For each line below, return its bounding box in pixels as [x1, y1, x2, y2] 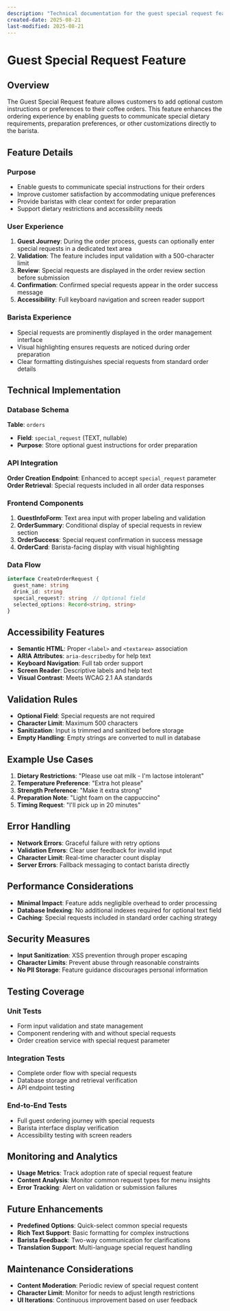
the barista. [7, 127, 40, 135]
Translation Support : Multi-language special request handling [16, 1243, 193, 1251]
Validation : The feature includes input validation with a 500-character [16, 252, 214, 260]
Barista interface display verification [16, 1123, 119, 1131]
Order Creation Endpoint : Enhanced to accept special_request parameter [7, 474, 217, 482]
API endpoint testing [16, 1083, 75, 1092]
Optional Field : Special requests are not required [16, 712, 155, 720]
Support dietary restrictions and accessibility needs [16, 205, 163, 213]
